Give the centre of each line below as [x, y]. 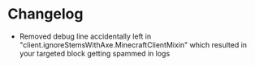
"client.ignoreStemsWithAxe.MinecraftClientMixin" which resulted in [133, 44]
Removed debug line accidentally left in [85, 36]
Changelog [45, 14]
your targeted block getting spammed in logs [95, 53]
